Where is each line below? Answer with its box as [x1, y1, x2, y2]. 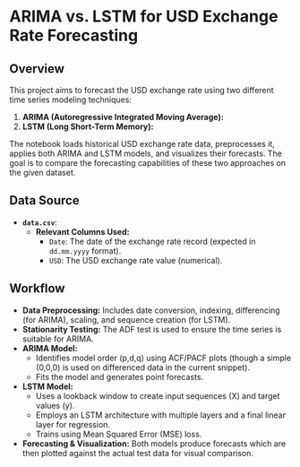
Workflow [9, 281, 65, 297]
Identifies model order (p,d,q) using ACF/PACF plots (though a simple [35, 352, 292, 363]
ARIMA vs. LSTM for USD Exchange [9, 6, 279, 27]
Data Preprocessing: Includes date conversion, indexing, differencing [21, 305, 280, 316]
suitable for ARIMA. [21, 333, 94, 344]
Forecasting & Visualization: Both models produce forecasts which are [21, 437, 287, 449]
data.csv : [21, 217, 58, 228]
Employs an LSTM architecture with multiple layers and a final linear [35, 410, 287, 420]
